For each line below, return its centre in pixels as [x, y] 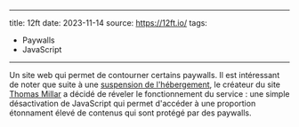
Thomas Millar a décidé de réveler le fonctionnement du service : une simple [149, 94]
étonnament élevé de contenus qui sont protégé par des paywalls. [130, 113]
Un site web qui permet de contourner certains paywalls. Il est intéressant [145, 75]
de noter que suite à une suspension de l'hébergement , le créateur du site [145, 84]
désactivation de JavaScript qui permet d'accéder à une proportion [133, 103]
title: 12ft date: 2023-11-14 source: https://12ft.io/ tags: [108, 23]
